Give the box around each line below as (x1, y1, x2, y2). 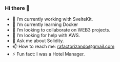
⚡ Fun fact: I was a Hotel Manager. (12, 51, 85, 57)
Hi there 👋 (5, 5, 30, 12)
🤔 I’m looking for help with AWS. (12, 33, 81, 39)
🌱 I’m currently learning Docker (12, 21, 78, 27)
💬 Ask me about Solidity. (12, 38, 64, 44)
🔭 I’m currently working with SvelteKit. (12, 16, 93, 22)
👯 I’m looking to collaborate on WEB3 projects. (12, 27, 111, 33)
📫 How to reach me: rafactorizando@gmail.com (12, 43, 115, 50)
